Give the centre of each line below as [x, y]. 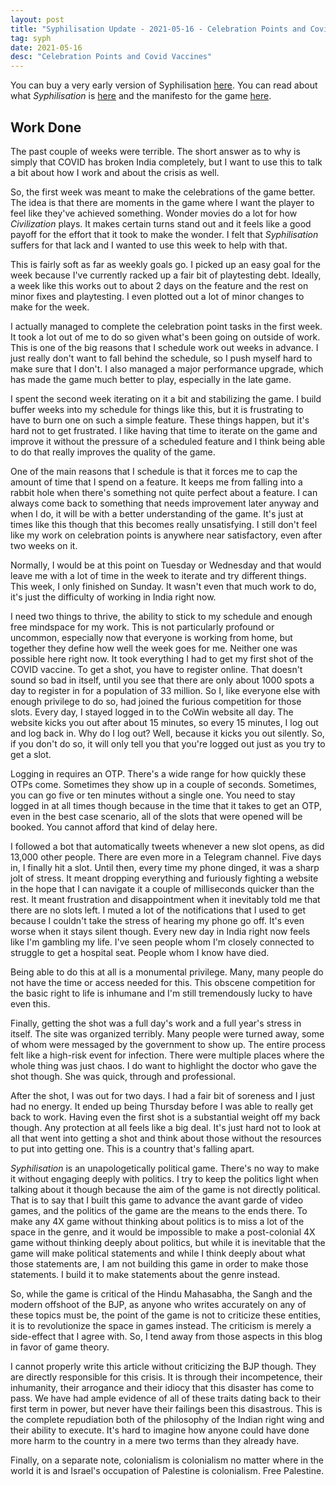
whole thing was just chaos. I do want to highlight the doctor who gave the [163, 1065]
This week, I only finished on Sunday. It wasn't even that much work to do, [163, 586]
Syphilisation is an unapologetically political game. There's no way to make [165, 1168]
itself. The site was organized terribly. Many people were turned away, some [167, 1033]
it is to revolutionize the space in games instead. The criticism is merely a [161, 1325]
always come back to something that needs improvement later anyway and [165, 503]
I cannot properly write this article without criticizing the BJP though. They [163, 1366]
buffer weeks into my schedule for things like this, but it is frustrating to [157, 409]
